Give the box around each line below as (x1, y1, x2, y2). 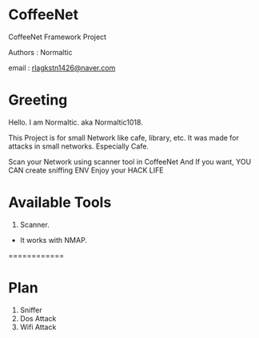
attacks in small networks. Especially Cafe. (8, 141, 149, 151)
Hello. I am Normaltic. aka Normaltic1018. (8, 117, 144, 127)
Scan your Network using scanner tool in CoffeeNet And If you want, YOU (8, 157, 252, 166)
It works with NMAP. (19, 235, 88, 245)
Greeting (8, 91, 68, 109)
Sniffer (19, 305, 42, 315)
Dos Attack (19, 313, 57, 323)
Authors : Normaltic (8, 47, 73, 57)
